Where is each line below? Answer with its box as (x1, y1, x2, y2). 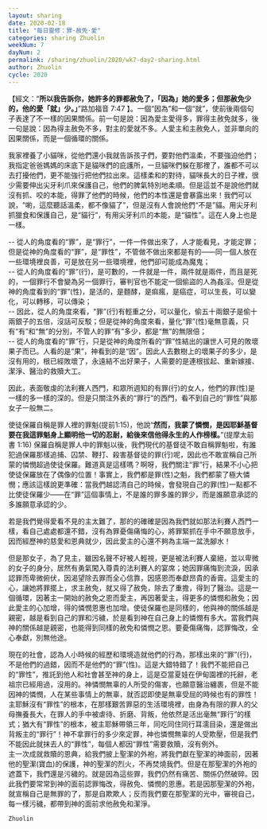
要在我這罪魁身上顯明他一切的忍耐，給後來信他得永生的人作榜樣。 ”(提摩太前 (8, 430, 254, 439)
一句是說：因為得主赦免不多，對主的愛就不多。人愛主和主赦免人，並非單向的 (8, 123, 259, 133)
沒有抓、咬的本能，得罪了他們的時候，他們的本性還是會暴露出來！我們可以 (8, 190, 252, 200)
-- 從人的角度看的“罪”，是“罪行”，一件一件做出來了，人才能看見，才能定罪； (8, 236, 259, 247)
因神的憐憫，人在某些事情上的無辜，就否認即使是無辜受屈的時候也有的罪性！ (8, 689, 259, 699)
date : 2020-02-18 (8, 19, 66, 27)
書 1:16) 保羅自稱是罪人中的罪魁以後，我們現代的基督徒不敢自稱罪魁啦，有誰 (8, 439, 257, 450)
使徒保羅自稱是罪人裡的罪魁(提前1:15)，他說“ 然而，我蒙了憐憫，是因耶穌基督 (8, 419, 258, 430)
